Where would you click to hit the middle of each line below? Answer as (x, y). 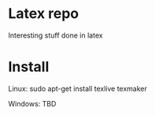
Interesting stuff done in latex (56, 35)
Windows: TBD (32, 103)
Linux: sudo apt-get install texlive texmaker (78, 88)
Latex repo (44, 14)
